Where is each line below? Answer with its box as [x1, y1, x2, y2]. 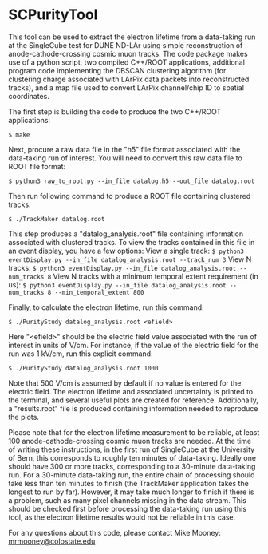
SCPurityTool [8, 6, 98, 24]
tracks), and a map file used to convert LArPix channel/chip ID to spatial [8, 82, 245, 93]
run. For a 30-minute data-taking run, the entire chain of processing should [8, 469, 255, 480]
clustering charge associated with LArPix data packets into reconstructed [8, 74, 250, 84]
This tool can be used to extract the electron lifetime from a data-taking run [8, 32, 256, 42]
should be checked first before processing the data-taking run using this [8, 504, 247, 513]
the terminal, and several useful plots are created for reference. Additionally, [8, 395, 259, 405]
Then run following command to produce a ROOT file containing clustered [8, 191, 251, 200]
